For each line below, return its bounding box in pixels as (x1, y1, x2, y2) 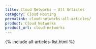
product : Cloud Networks (5, 21, 56, 26)
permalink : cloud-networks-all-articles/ (5, 16, 92, 21)
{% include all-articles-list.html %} (5, 39, 75, 45)
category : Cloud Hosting (5, 12, 56, 17)
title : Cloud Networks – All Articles (5, 7, 85, 12)
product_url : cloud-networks (5, 25, 65, 30)
